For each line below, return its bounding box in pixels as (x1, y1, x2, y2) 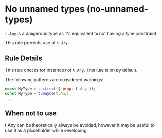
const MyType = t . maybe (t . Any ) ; (5, 91, 71, 96)
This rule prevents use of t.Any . (5, 39, 69, 45)
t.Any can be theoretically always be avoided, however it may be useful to (5, 122, 155, 128)
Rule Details (5, 54, 43, 63)
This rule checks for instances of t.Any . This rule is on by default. (5, 67, 138, 73)
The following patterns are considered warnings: (5, 76, 104, 82)
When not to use (5, 109, 57, 117)
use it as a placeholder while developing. (5, 127, 88, 134)
